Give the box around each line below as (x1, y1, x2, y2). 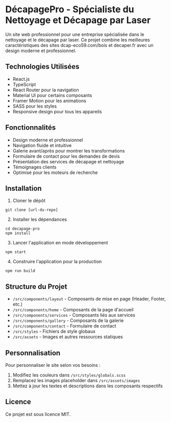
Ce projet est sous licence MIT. (5, 411, 71, 417)
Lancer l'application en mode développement (12, 240, 108, 246)
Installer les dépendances (12, 216, 67, 222)
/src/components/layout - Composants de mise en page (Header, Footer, (12, 296, 166, 302)
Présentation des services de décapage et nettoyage (12, 158, 125, 164)
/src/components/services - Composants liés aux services (12, 312, 135, 318)
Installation (5, 184, 42, 192)
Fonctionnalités (5, 123, 56, 132)
